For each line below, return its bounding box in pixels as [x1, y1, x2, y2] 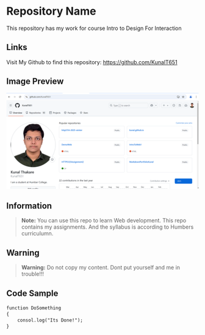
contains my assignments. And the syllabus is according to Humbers [21, 223, 194, 230]
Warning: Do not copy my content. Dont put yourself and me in [21, 264, 181, 271]
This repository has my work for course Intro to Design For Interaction [6, 24, 182, 32]
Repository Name [6, 4, 96, 18]
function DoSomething [6, 305, 62, 311]
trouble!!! [21, 270, 45, 278]
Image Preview [6, 76, 64, 87]
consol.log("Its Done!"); [17, 317, 84, 323]
